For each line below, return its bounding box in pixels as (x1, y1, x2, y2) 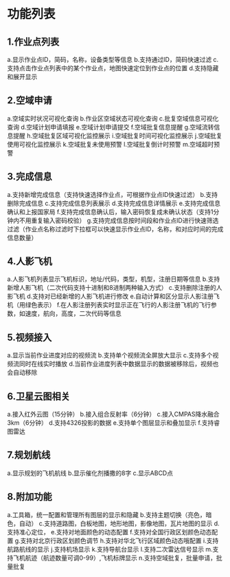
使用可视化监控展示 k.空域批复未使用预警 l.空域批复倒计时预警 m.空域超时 (7, 140, 214, 148)
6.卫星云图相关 (7, 390, 71, 402)
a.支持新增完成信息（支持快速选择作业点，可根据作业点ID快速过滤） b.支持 (7, 190, 218, 198)
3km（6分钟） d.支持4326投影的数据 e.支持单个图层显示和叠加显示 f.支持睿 (7, 419, 220, 427)
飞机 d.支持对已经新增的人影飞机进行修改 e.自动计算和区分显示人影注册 (12, 292, 214, 300)
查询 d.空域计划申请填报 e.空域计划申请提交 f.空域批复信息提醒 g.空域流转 (7, 123, 214, 131)
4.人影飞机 (7, 255, 53, 267)
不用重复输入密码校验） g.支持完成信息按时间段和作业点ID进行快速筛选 (19, 216, 219, 224)
